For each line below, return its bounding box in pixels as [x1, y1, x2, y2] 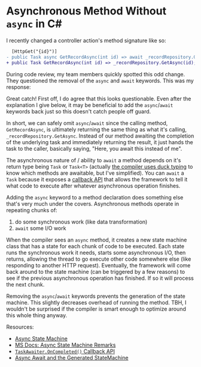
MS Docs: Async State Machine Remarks [14, 341, 116, 348]
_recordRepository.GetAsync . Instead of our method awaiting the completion [6, 132, 194, 139]
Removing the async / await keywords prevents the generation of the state [6, 293, 185, 300]
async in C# [6, 17, 62, 31]
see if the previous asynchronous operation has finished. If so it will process [6, 274, 194, 282]
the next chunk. [6, 281, 45, 288]
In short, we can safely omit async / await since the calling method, [6, 119, 168, 127]
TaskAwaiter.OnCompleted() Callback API [14, 347, 115, 355]
